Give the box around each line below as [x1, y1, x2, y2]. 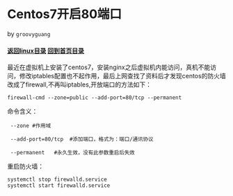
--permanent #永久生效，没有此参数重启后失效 [10, 150, 135, 157]
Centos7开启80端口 [7, 6, 122, 22]
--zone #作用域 [10, 123, 51, 130]
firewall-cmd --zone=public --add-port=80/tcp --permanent [7, 94, 182, 101]
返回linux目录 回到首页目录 [7, 46, 85, 55]
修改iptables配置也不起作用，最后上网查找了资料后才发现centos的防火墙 [19, 72, 226, 80]
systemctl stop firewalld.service [7, 176, 108, 184]
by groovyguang [7, 29, 51, 38]
